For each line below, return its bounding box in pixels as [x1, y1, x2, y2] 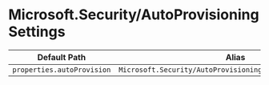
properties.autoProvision [12, 65, 111, 74]
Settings [8, 22, 66, 41]
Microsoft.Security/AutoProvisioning [8, 6, 259, 24]
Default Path [37, 51, 86, 63]
